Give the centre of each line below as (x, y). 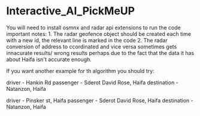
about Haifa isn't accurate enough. (49, 59)
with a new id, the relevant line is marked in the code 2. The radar (87, 40)
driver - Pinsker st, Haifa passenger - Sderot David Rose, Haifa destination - (100, 100)
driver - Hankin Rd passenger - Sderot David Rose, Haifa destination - (92, 83)
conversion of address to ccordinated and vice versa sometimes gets (92, 47)
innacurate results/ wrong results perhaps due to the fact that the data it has (100, 53)
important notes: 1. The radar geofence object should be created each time (99, 33)
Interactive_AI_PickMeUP (71, 11)
